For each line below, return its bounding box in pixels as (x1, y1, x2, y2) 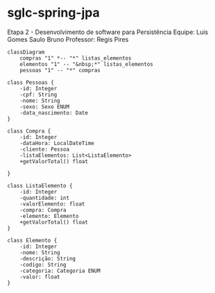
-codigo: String (19, 261, 67, 268)
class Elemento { (7, 237, 58, 244)
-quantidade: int (19, 194, 70, 201)
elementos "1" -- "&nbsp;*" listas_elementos (19, 60, 154, 67)
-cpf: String (19, 91, 58, 98)
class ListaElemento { (7, 182, 73, 189)
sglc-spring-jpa (7, 5, 100, 21)
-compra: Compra (19, 206, 67, 213)
